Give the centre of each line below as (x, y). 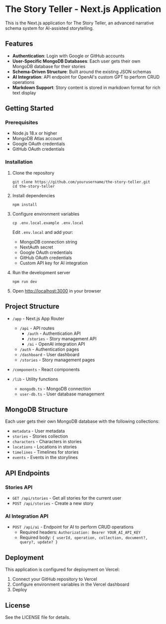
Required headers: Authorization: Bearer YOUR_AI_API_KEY (80, 532)
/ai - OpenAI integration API (56, 344)
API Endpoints (28, 473)
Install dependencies (34, 195)
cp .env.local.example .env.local (48, 223)
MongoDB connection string (49, 241)
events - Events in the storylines (45, 458)
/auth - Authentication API (54, 333)
